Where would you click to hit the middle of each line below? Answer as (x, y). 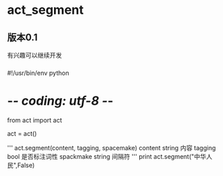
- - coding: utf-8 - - (60, 101)
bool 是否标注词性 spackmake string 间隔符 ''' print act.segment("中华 (107, 156)
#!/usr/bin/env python (38, 73)
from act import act (35, 120)
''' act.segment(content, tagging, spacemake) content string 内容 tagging (111, 148)
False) (26, 165)
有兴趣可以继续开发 (35, 55)
